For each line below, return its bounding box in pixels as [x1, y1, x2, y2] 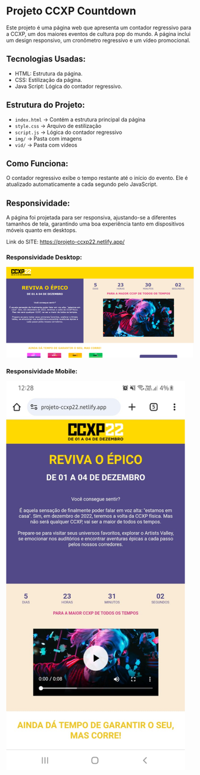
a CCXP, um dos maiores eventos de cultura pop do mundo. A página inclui [6, 30, 190, 37]
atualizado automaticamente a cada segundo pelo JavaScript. [6, 181, 158, 188]
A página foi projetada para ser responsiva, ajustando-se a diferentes [6, 214, 177, 221]
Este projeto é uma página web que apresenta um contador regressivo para [6, 24, 192, 31]
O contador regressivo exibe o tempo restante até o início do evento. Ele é [6, 175, 188, 182]
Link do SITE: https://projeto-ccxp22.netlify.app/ [6, 238, 125, 246]
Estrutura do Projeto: [6, 100, 85, 110]
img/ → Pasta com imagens [14, 135, 82, 142]
